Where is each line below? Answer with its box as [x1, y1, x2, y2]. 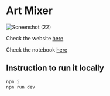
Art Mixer [6, 4, 53, 18]
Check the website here [6, 35, 64, 42]
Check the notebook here [6, 46, 68, 53]
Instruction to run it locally [6, 63, 104, 73]
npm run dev [6, 84, 35, 90]
